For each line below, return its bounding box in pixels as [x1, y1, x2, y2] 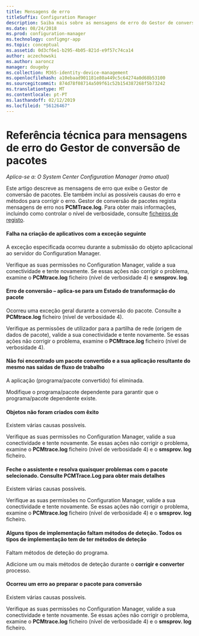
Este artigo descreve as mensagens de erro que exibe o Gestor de [6, 185, 168, 192]
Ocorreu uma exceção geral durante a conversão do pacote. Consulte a [6, 307, 181, 314]
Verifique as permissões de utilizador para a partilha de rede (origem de [6, 325, 182, 332]
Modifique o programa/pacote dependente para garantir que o [6, 389, 159, 396]
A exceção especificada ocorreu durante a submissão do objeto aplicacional [6, 243, 193, 250]
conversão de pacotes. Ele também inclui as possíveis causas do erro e [6, 191, 181, 198]
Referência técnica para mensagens [6, 129, 188, 142]
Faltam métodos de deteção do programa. [6, 549, 109, 556]
